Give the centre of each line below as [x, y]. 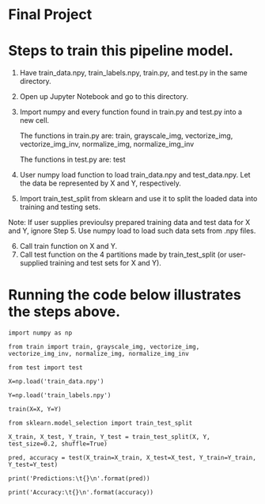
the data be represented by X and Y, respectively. [100, 183]
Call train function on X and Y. [68, 246]
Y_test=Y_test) [33, 465]
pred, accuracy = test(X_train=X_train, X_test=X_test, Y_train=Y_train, [132, 458]
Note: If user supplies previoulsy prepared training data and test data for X [129, 223]
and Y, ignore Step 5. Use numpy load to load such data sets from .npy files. [132, 231]
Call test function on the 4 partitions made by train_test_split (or [123, 254]
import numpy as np [40, 333]
